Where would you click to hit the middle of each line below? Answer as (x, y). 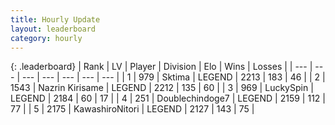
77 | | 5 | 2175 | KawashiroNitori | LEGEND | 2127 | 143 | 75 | (132, 109)
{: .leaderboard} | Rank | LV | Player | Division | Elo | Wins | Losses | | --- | (161, 67)
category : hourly (46, 38)
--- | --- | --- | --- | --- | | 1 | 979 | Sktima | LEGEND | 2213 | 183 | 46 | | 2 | (173, 77)
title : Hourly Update (55, 19)
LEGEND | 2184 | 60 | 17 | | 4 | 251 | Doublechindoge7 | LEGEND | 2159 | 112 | (168, 98)
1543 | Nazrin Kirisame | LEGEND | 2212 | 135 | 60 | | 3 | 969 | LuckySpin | (162, 88)
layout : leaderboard (53, 29)
